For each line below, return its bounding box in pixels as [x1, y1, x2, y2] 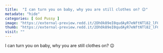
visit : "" [5, 29, 25, 34]
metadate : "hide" [5, 12, 40, 16]
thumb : [5, 25, 18, 30]
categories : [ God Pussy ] [5, 16, 60, 21]
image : [5, 20, 18, 26]
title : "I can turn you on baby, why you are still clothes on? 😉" [5, 7, 148, 12]
